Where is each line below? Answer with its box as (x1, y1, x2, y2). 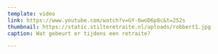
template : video (7, 10, 55, 18)
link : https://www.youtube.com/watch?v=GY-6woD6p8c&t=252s (7, 17, 186, 24)
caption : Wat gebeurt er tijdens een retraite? (7, 29, 151, 37)
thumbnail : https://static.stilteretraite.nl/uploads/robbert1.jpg (7, 23, 212, 30)
